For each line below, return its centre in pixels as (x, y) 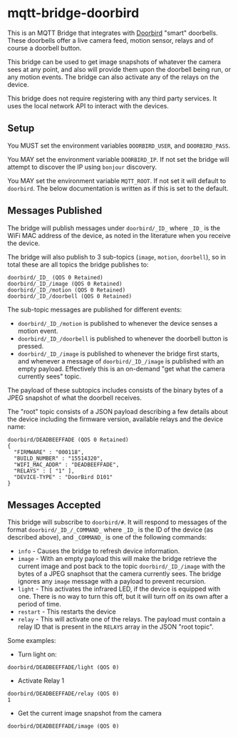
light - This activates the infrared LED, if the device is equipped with (119, 589)
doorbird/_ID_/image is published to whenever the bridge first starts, (118, 354)
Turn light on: (37, 654)
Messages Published (55, 211)
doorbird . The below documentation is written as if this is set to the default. (118, 188)
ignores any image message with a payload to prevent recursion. (112, 582)
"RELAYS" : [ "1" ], (44, 471)
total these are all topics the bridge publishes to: (78, 264)
